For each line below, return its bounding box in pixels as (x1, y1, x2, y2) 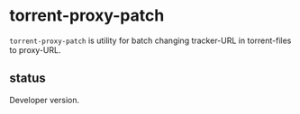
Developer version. (9, 94, 79, 105)
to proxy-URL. (9, 44, 61, 55)
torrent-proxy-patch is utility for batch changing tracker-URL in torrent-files (9, 35, 292, 46)
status (9, 71, 47, 86)
